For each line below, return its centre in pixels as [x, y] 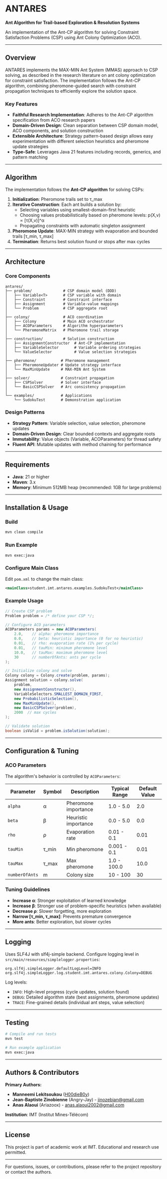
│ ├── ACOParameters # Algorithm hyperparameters [64, 326]
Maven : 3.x [24, 482]
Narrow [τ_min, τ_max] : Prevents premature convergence [72, 916]
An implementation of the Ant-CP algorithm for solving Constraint [72, 32]
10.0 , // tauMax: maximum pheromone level [61, 653]
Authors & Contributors [42, 1073]
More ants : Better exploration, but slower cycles [62, 922]
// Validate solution [28, 726]
